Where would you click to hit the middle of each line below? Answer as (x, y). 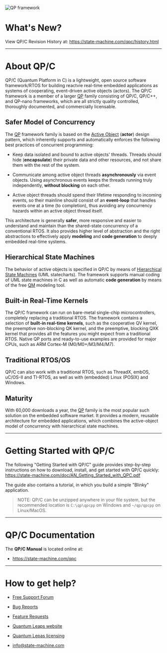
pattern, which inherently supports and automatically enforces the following (83, 139)
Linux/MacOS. (32, 510)
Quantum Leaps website (37, 626)
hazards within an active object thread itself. (58, 211)
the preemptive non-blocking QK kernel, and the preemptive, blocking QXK (82, 328)
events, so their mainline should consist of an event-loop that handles (84, 200)
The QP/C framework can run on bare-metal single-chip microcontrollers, (80, 313)
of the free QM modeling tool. (35, 285)
